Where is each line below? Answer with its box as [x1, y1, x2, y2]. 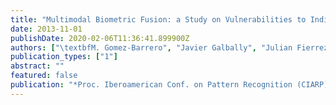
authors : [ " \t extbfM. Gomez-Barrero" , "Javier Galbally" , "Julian [10, 42, 293, 53]
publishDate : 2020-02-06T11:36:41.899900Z [10, 33, 190, 43]
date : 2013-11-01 [10, 24, 83, 34]
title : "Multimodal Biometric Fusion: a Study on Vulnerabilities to [10, 14, 307, 25]
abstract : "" [10, 61, 65, 71]
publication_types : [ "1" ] [10, 52, 118, 62]
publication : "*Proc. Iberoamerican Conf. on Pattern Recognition [10, 80, 293, 90]
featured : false [10, 71, 78, 81]
